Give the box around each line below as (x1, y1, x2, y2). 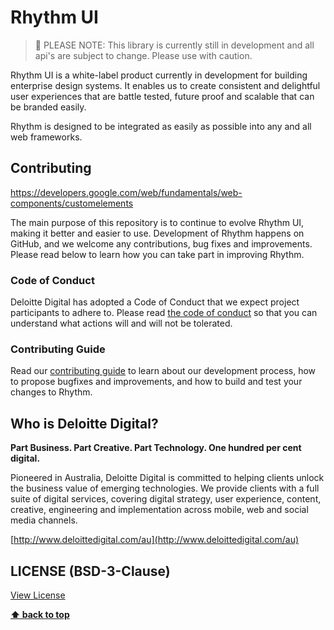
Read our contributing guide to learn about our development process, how (10, 365, 317, 377)
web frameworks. (10, 131, 83, 143)
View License (10, 589, 66, 601)
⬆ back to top (10, 608, 70, 620)
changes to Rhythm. (10, 386, 93, 398)
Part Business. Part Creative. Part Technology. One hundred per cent (10, 442, 302, 454)
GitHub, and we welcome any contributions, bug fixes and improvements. (10, 237, 313, 250)
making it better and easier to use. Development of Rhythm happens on (10, 227, 305, 239)
